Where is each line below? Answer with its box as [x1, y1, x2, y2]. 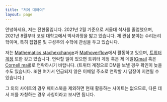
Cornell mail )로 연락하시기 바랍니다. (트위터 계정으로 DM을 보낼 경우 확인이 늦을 [5, 62, 162, 68]
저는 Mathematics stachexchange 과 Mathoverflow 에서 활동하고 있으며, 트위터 [5, 49, 162, 55]
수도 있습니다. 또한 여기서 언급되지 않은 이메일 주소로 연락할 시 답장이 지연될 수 [5, 68, 159, 74]
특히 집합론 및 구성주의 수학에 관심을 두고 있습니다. [20, 38, 119, 45]
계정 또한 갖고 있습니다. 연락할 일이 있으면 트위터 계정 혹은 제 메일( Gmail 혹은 [5, 55, 157, 61]
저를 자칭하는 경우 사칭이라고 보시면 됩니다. [10, 91, 96, 97]
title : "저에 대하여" [5, 7, 45, 12]
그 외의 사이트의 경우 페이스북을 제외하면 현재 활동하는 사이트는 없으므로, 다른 [5, 85, 157, 91]
